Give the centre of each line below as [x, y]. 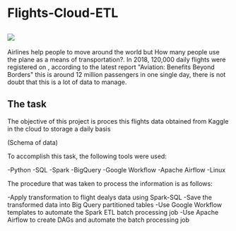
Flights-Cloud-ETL [63, 13]
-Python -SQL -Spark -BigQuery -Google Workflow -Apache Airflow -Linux [117, 170]
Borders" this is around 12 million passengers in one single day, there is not [117, 75]
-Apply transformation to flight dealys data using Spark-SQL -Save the [110, 197]
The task [27, 104]
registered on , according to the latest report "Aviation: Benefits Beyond [111, 67]
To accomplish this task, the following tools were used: [87, 156]
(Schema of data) [33, 142]
